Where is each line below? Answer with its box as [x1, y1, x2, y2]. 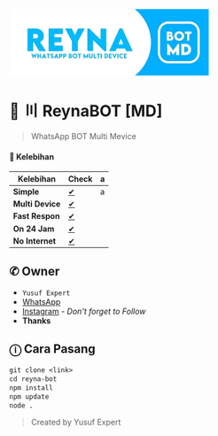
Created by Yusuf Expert [30, 417, 121, 428]
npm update [9, 393, 50, 401]
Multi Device [12, 199, 61, 209]
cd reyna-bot [9, 375, 58, 384]
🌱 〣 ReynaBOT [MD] [9, 101, 163, 121]
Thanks [21, 315, 51, 326]
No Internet [12, 235, 56, 246]
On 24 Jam [12, 223, 55, 234]
